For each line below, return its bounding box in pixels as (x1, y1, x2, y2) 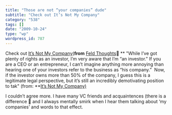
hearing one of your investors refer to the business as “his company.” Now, (5, 66, 165, 72)
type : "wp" (5, 31, 29, 36)
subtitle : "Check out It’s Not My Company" (5, 12, 100, 17)
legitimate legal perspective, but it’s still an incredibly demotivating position (5, 78, 164, 84)
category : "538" (5, 17, 40, 22)
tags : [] (5, 22, 24, 27)
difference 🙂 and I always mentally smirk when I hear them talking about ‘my (5, 98, 167, 104)
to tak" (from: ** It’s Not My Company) (5, 83, 87, 89)
